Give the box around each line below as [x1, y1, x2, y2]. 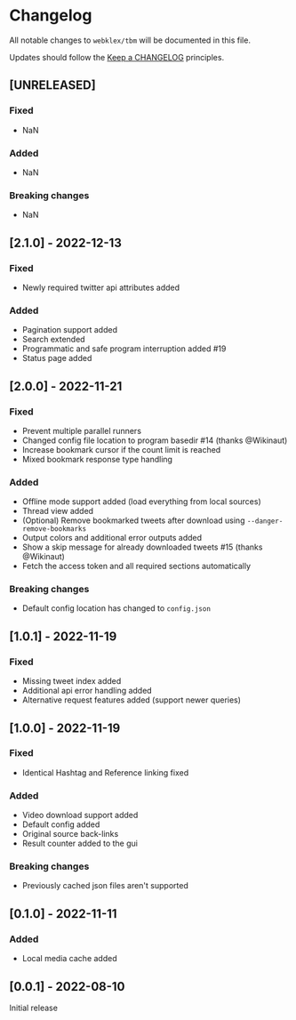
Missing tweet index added [21, 676, 122, 687]
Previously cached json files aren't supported [21, 880, 188, 891]
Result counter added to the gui [21, 838, 138, 849]
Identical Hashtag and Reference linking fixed [21, 767, 189, 778]
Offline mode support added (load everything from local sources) [21, 496, 262, 507]
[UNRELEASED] [9, 77, 96, 93]
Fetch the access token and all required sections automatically [21, 561, 252, 572]
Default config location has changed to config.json [21, 603, 212, 614]
